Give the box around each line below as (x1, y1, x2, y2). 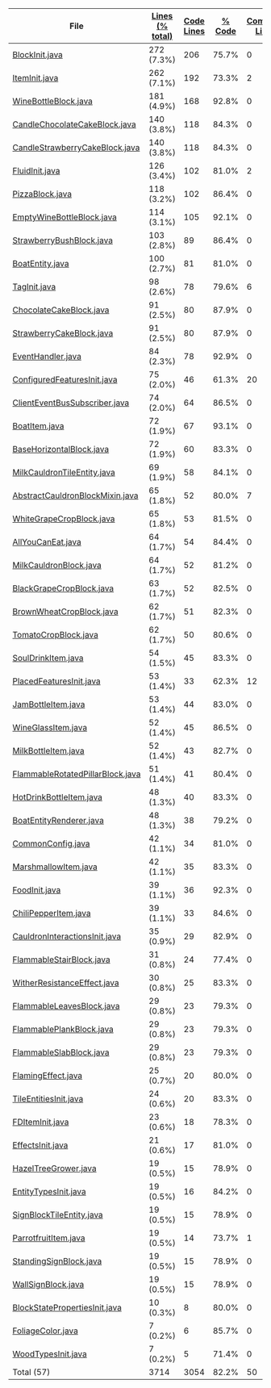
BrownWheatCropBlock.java (12, 606, 119, 617)
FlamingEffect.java (12, 1070, 83, 1081)
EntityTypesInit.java (12, 1186, 86, 1197)
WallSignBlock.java (12, 1279, 85, 1290)
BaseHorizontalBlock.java (12, 444, 110, 454)
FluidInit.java (12, 165, 60, 176)
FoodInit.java (12, 884, 61, 895)
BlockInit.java (12, 49, 63, 60)
